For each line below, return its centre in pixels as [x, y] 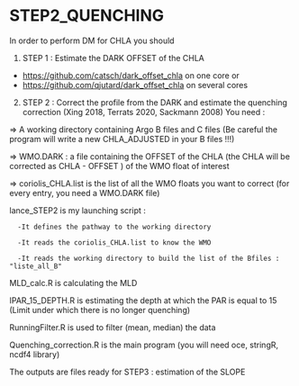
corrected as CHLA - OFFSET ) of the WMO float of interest [119, 166]
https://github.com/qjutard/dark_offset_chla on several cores [135, 85]
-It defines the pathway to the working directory [114, 227]
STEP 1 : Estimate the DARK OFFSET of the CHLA [113, 58]
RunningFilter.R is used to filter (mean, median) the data [113, 327]
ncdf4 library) [35, 354]
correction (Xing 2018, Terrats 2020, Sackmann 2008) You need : [144, 112]
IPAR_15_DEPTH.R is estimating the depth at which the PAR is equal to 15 [143, 300]
